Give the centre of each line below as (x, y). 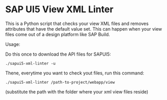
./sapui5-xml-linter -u (31, 63)
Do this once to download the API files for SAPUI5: (58, 54)
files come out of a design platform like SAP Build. (58, 34)
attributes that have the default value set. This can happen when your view (84, 29)
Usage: (13, 44)
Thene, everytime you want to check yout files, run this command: (75, 73)
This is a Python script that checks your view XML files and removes (77, 23)
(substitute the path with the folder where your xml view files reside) (77, 92)
